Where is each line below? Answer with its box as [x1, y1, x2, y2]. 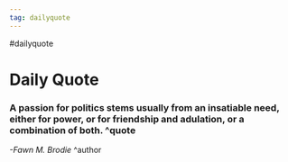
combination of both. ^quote [9, 123, 136, 136]
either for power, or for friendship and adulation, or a [9, 112, 245, 125]
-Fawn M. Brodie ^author [9, 145, 102, 156]
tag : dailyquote [9, 13, 70, 22]
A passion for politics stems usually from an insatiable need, [9, 101, 280, 113]
